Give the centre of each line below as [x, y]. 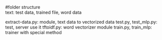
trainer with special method [33, 32]
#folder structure [23, 7]
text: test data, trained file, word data [44, 12]
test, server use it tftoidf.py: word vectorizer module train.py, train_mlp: [79, 27]
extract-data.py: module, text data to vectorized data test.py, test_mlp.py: [81, 22]
